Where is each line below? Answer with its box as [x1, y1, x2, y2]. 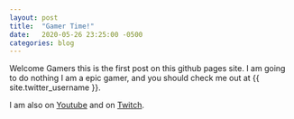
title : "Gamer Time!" [9, 22, 95, 31]
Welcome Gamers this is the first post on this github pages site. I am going [9, 63, 286, 74]
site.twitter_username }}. [9, 82, 101, 93]
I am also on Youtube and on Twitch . [9, 100, 145, 111]
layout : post [9, 13, 59, 23]
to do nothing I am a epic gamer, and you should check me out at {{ [9, 73, 260, 84]
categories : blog [9, 38, 75, 48]
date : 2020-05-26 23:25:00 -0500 [9, 30, 143, 39]
